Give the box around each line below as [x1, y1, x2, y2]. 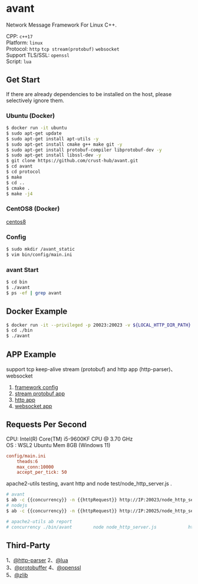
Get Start [6, 75, 40, 85]
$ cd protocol [6, 169, 41, 175]
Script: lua [6, 58, 32, 65]
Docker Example [6, 306, 68, 317]
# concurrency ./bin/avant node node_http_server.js [6, 524, 157, 530]
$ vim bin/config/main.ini [6, 251, 72, 258]
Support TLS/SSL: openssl [6, 51, 70, 58]
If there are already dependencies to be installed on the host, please [6, 90, 172, 97]
